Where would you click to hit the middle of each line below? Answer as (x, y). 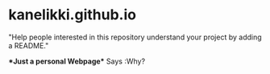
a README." (29, 45)
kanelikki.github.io (73, 15)
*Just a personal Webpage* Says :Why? (77, 61)
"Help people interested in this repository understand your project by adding (135, 37)
